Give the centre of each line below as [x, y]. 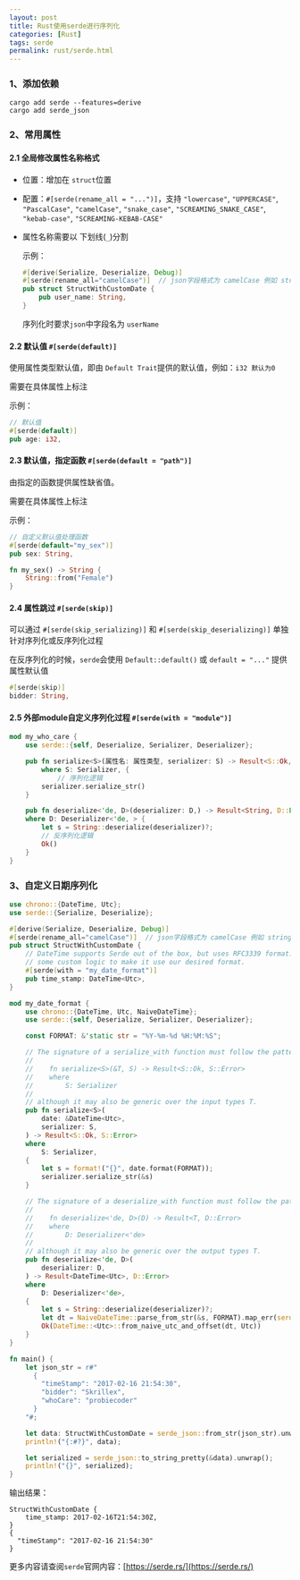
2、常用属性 [35, 135]
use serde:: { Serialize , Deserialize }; [81, 913]
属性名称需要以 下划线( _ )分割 [75, 236]
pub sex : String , [42, 554]
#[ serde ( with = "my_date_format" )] [92, 971]
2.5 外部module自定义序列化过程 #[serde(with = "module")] [121, 718]
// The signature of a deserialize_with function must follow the [151, 1202]
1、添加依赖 [34, 84]
